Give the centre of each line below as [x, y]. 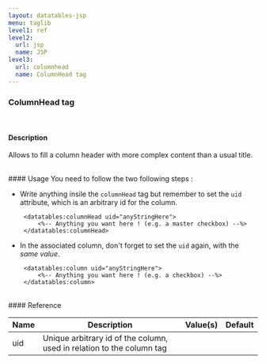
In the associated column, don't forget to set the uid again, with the [129, 245]
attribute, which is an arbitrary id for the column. [99, 203]
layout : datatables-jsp [47, 15]
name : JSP [31, 52]
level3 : [21, 60]
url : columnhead [42, 67]
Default [239, 325]
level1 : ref [28, 30]
